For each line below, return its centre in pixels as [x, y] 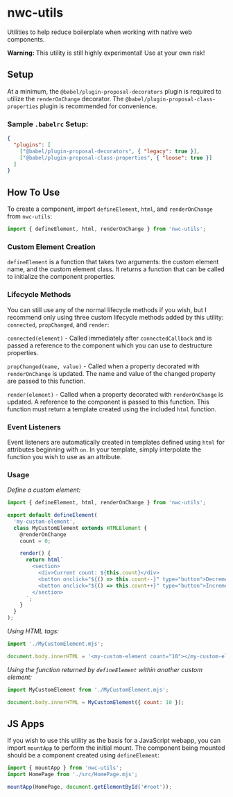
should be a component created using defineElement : [83, 755]
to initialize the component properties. [61, 277]
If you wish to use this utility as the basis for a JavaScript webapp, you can [114, 741]
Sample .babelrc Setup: [48, 124]
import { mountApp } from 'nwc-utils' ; [65, 768]
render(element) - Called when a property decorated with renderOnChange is [115, 394]
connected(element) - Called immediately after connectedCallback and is [110, 338]
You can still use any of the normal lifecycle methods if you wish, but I [107, 309]
